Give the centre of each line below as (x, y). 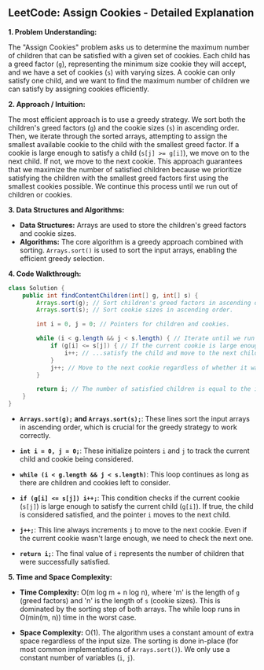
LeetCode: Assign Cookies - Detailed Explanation (131, 13)
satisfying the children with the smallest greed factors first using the (119, 178)
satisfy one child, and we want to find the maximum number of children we (129, 80)
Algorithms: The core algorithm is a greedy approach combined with (131, 241)
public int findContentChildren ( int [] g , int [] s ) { (110, 295)
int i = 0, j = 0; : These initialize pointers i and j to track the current (134, 451)
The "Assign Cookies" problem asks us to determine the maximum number (129, 47)
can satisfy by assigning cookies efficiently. (79, 89)
